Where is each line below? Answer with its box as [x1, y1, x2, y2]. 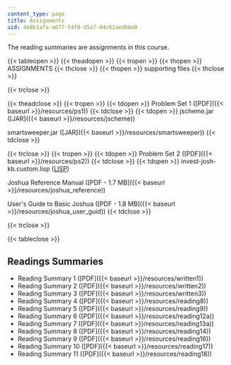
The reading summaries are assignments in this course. [7, 43, 169, 52]
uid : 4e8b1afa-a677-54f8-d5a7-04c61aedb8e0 [7, 23, 138, 31]
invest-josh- [181, 157, 217, 165]
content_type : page [7, 10, 65, 18]
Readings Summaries [7, 255, 104, 267]
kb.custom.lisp [7, 165, 50, 173]
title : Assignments [7, 17, 65, 24]
